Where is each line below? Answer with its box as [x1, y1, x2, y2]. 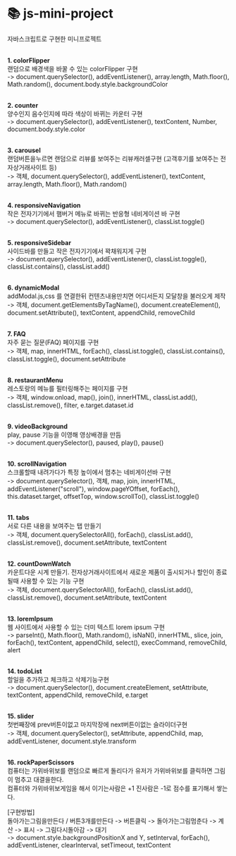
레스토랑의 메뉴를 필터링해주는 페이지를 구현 [7, 384, 128, 392]
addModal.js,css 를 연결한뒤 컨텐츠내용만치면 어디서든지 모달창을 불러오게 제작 [7, 292, 226, 300]
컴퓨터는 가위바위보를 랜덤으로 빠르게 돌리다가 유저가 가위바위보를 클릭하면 [7, 766, 213, 775]
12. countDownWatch [7, 559, 72, 568]
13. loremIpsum [7, 614, 54, 623]
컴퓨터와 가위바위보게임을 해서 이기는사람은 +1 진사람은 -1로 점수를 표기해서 [7, 783, 215, 793]
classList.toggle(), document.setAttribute [7, 354, 126, 363]
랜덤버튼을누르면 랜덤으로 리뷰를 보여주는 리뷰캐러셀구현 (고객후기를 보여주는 [7, 154, 219, 163]
